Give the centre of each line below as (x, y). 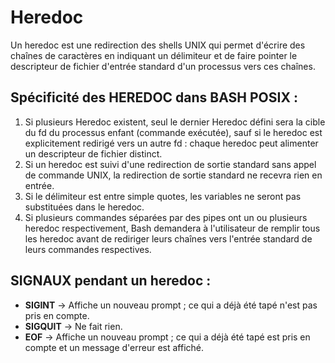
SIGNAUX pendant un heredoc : (111, 281)
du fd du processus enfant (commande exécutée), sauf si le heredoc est (173, 132)
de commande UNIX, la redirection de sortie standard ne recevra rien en (173, 175)
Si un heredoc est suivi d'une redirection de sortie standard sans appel (170, 164)
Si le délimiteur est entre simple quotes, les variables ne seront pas (163, 196)
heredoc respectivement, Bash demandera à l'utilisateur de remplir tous (172, 228)
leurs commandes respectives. (88, 249)
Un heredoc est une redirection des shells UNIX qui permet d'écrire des (158, 45)
